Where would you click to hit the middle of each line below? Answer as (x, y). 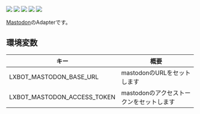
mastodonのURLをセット (156, 73)
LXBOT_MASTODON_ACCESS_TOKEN (62, 97)
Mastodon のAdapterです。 (39, 22)
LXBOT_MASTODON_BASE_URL (54, 76)
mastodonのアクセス (150, 93)
